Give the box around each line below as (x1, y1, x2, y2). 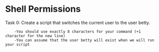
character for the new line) (5, 33, 66, 38)
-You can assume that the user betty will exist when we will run (14, 38, 155, 43)
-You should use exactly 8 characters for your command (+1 (14, 29, 141, 34)
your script (5, 42, 30, 47)
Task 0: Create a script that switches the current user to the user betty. (5, 20, 151, 26)
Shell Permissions (5, 3, 81, 15)
